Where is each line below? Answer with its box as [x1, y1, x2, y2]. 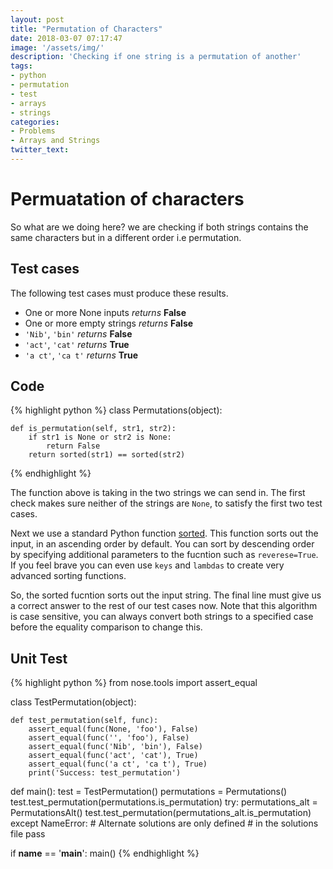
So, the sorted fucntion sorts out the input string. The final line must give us [10, 589, 322, 601]
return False [46, 441, 101, 451]
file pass [10, 828, 46, 840]
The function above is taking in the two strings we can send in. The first [10, 487, 306, 499]
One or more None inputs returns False [24, 306, 187, 318]
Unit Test [10, 650, 68, 667]
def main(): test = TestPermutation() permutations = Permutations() [10, 786, 288, 798]
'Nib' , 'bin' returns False [24, 327, 133, 340]
